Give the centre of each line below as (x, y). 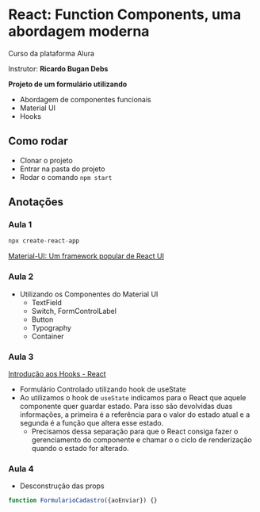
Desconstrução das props (62, 486)
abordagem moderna (79, 31)
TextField (46, 302)
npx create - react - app (44, 241)
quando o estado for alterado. (80, 448)
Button (42, 319)
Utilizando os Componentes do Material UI (89, 294)
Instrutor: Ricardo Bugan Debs (58, 68)
